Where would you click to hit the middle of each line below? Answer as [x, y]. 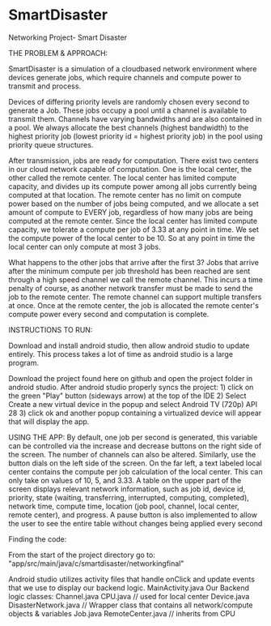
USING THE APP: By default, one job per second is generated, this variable [133, 437]
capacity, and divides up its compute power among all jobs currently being [133, 186]
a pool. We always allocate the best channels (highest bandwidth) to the [129, 127]
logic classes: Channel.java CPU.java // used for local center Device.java [129, 596]
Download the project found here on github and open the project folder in [131, 378]
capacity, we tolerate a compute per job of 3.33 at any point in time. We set [133, 229]
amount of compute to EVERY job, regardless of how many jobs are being [131, 212]
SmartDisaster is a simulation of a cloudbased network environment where [133, 69]
